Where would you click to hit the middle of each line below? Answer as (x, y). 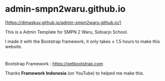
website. (14, 46)
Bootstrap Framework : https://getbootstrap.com (54, 64)
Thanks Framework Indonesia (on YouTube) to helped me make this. (75, 73)
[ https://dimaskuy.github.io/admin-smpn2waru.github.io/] (63, 22)
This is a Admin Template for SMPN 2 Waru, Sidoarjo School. (67, 32)
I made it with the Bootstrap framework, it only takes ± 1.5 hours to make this (82, 41)
